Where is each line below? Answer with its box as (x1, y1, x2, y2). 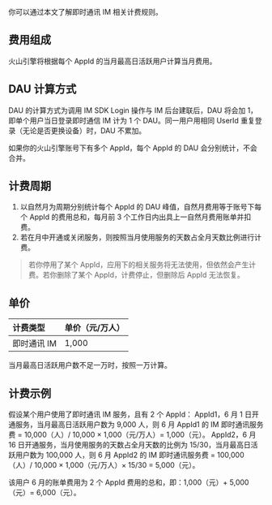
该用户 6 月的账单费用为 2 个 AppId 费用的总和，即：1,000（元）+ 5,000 (8, 477, 249, 487)
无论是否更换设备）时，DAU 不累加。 (22, 125, 147, 136)
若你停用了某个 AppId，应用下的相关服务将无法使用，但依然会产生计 (28, 260, 257, 270)
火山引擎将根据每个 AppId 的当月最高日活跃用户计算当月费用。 (8, 56, 217, 66)
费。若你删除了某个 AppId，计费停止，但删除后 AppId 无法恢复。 (28, 270, 244, 280)
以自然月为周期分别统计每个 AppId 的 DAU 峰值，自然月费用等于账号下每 (19, 202, 262, 212)
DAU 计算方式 (8, 82, 77, 96)
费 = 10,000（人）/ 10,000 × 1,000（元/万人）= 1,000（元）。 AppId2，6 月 (8, 429, 257, 440)
